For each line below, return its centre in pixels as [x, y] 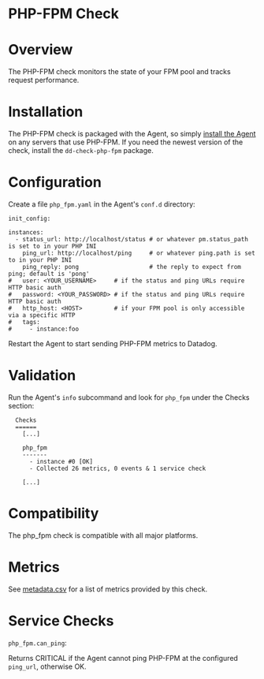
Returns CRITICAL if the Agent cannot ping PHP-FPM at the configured [123, 658]
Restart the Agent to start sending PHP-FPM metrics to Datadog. [113, 343]
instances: [26, 233]
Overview [41, 50]
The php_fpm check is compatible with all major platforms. [103, 535]
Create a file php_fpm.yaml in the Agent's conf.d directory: [102, 204]
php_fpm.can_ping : [37, 643]
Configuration [55, 183]
